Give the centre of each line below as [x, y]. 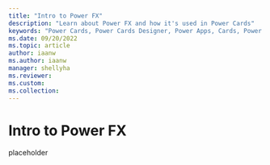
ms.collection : [34, 91]
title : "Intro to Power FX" [56, 16]
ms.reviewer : [30, 76]
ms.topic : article [39, 46]
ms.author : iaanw [38, 61]
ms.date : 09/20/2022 [43, 38]
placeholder [28, 153]
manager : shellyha [39, 68]
